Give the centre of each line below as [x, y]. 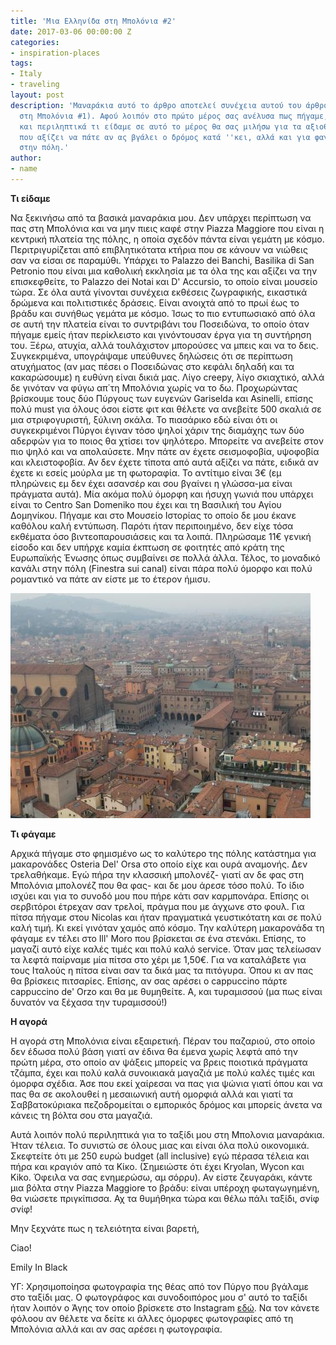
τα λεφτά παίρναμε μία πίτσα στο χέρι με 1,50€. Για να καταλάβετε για [158, 959]
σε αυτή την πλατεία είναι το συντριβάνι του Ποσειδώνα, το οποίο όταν [160, 324]
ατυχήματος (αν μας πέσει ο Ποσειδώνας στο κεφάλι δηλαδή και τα [152, 366]
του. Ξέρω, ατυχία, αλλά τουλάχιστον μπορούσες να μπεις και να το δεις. [164, 345]
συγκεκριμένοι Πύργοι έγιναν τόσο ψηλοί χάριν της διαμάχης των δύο [157, 430]
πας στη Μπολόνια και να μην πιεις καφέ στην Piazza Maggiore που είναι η [167, 228]
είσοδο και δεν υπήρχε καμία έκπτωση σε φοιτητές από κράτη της [147, 547]
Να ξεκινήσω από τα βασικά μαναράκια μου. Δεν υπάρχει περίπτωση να [161, 217]
